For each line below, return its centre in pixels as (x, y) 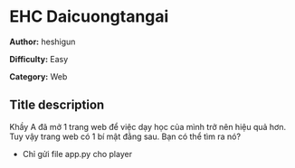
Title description (57, 105)
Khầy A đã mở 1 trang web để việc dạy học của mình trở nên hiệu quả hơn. (148, 126)
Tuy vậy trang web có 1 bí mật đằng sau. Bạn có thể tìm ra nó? (125, 136)
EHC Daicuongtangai (89, 17)
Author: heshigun (43, 42)
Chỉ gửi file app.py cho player (77, 154)
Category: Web (38, 76)
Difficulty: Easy (39, 59)
